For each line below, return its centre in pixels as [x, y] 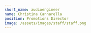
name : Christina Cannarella [33, 14]
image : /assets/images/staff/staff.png [45, 23]
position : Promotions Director [37, 18]
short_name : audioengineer [32, 9]
